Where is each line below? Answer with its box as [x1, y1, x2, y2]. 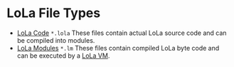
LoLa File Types [6, 5, 101, 21]
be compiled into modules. [16, 36, 95, 44]
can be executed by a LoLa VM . [16, 51, 110, 60]
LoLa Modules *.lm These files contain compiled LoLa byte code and [16, 43, 220, 52]
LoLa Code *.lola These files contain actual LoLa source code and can [16, 29, 227, 37]
